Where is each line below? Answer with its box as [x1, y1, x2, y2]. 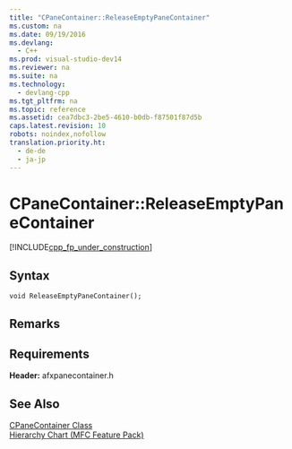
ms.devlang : [9, 38, 54, 47]
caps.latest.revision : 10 [9, 122, 106, 131]
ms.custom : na [9, 22, 63, 30]
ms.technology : [9, 80, 66, 89]
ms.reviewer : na [9, 64, 70, 73]
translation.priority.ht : [9, 138, 106, 147]
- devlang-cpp [17, 88, 70, 97]
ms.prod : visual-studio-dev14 [9, 55, 123, 64]
